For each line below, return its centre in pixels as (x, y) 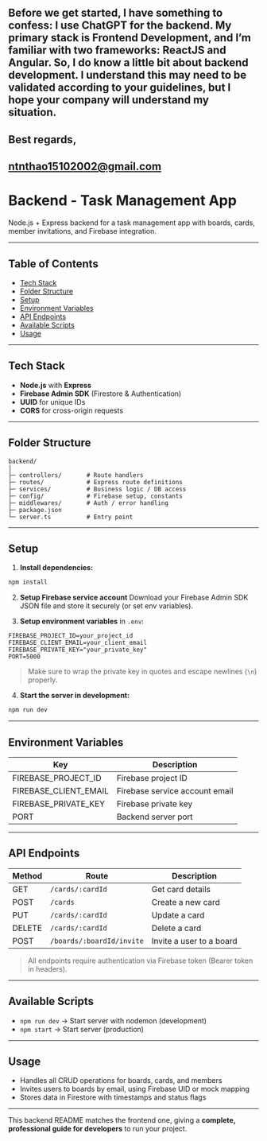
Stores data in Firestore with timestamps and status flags (113, 1097)
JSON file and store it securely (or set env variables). (106, 606)
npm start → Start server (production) (82, 1029)
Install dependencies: (56, 568)
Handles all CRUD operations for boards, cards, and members (121, 1081)
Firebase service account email (175, 790)
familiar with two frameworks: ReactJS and (117, 50)
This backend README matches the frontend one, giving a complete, (122, 1120)
